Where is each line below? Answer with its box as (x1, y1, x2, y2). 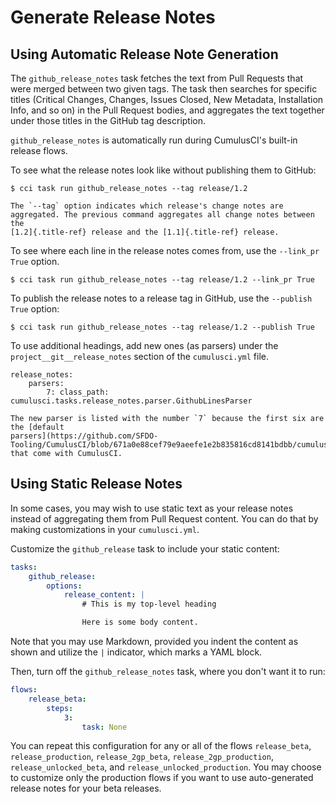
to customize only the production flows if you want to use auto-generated (10, 772, 314, 784)
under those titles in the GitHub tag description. (10, 115, 207, 126)
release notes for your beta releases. (10, 782, 162, 795)
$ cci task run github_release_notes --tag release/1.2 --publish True (10, 322, 315, 332)
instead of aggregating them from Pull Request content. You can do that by (10, 512, 319, 525)
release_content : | (63, 590, 145, 600)
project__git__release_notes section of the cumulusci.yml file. (10, 351, 270, 362)
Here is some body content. (81, 617, 199, 628)
